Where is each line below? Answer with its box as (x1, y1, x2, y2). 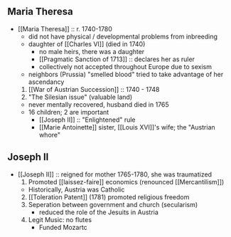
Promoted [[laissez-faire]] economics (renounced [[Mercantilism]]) (28, 177, 225, 186)
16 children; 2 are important (28, 107, 109, 116)
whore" (38, 130, 61, 139)
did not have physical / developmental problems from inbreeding (28, 32, 218, 41)
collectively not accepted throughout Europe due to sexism (38, 62, 212, 70)
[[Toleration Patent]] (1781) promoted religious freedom (28, 192, 190, 201)
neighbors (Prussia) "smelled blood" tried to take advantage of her (28, 70, 224, 78)
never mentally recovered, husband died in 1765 (28, 100, 169, 109)
